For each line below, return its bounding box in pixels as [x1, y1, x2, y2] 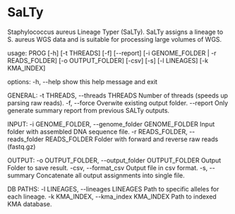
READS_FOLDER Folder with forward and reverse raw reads [45, 135, 219, 143]
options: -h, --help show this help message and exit [7, 77, 157, 85]
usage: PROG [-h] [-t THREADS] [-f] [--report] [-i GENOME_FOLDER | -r [7, 49, 217, 57]
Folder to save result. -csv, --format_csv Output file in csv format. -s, [7, 163, 208, 172]
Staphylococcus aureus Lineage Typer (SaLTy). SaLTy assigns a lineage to [7, 28, 224, 36]
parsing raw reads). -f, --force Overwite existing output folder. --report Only [7, 98, 229, 107]
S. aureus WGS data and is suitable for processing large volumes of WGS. [7, 35, 222, 43]
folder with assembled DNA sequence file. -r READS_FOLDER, [7, 127, 188, 136]
